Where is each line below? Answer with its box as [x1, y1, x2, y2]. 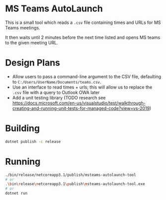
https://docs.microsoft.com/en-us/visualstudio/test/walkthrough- [12, 100, 146, 106]
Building [5, 123, 40, 134]
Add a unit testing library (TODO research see [12, 95, 106, 100]
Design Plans [5, 57, 60, 69]
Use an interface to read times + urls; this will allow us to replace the [12, 84, 153, 90]
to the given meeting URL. [5, 39, 58, 45]
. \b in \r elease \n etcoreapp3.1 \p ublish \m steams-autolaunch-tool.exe [5, 182, 145, 187]
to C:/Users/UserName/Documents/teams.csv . [12, 79, 102, 85]
